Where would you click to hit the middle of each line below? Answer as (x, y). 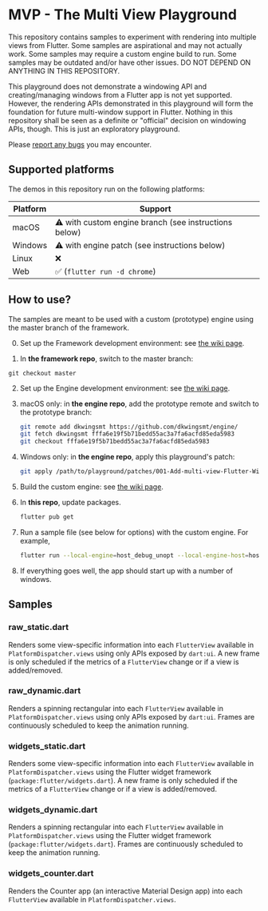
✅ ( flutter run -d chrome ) (105, 271)
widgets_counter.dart (51, 873)
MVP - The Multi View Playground (123, 15)
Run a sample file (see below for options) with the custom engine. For (134, 532)
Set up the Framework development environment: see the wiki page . (132, 343)
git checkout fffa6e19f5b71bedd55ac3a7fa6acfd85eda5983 (114, 442)
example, (35, 540)
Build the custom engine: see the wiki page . (91, 487)
